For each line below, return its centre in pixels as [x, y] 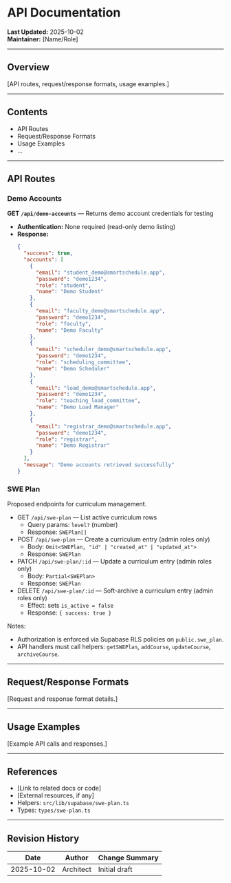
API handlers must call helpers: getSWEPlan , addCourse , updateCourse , [114, 647]
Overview [29, 67]
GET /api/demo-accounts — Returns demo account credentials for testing [110, 214]
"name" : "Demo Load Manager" [77, 407]
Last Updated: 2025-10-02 [46, 32]
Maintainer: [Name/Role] [43, 39]
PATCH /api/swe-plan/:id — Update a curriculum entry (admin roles [114, 562]
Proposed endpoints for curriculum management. [77, 504]
